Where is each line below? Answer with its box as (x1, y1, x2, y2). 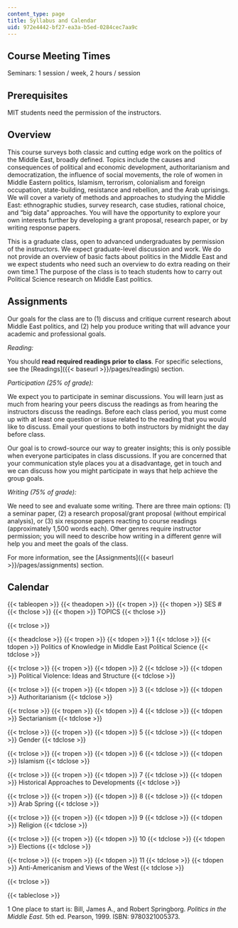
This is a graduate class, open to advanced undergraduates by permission (7, 237, 225, 245)
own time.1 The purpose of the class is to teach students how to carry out (7, 267, 222, 276)
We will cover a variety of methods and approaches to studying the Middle (7, 193, 226, 201)
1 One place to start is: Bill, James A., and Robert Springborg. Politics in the (7, 905, 227, 914)
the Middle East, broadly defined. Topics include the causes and (7, 155, 195, 164)
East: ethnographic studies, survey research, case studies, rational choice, (7, 201, 226, 209)
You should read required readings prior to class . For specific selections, (7, 357, 223, 366)
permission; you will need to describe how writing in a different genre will (7, 531, 222, 540)
